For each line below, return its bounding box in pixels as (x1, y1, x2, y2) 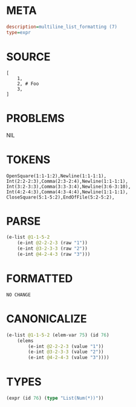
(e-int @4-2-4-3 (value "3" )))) (28, 355, 110, 361)
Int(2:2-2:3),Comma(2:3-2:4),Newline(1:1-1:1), (6, 178, 129, 184)
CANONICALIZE (6, 312, 88, 326)
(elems (17, 338, 34, 344)
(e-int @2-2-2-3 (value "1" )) (28, 343, 104, 349)
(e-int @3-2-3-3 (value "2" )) (28, 349, 104, 355)
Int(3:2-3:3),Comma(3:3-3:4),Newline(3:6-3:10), (6, 183, 131, 190)
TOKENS (6, 152, 51, 166)
